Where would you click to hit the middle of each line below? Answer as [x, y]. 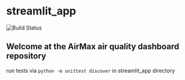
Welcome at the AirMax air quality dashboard [93, 47]
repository [26, 56]
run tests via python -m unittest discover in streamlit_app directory [91, 70]
